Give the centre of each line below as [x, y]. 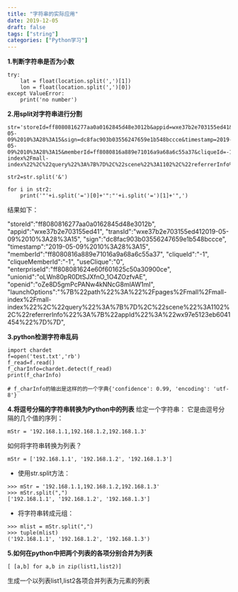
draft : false [27, 27]
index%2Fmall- [29, 300]
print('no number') [49, 100]
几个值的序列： [41, 418]
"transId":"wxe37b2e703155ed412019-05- [167, 232]
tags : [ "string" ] [33, 34]
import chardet [30, 350]
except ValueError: [36, 94]
